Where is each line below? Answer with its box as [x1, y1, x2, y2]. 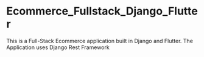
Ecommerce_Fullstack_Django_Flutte [6, 4, 198, 18]
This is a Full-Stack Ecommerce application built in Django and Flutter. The [6, 37, 194, 44]
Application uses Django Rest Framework [6, 44, 110, 51]
